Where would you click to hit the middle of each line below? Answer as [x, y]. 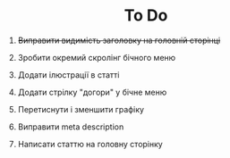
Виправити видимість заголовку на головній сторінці [119, 40]
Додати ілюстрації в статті [68, 75]
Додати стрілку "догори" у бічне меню [92, 92]
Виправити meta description [71, 127]
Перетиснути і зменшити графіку [81, 109]
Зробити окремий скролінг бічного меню [97, 57]
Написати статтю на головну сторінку [90, 144]
